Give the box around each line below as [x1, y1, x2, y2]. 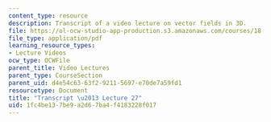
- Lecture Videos [8, 49, 67, 57]
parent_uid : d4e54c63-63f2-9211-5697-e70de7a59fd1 [8, 79, 182, 87]
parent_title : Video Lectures [8, 64, 110, 72]
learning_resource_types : [8, 42, 95, 50]
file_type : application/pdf [8, 34, 103, 43]
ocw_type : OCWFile [8, 57, 70, 65]
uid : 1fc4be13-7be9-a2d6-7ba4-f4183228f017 [8, 101, 157, 109]
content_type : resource [8, 11, 89, 20]
